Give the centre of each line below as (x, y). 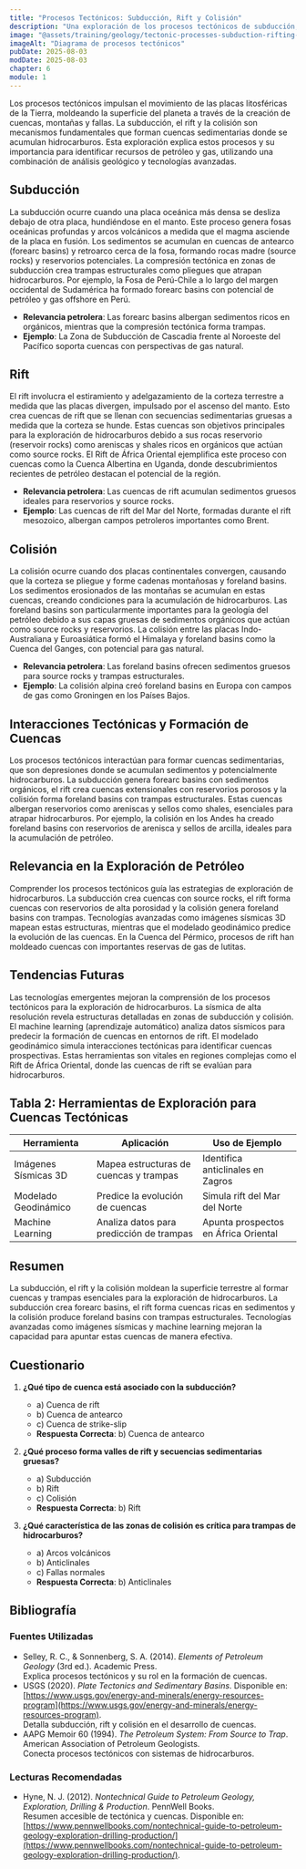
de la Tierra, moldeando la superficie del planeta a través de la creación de (150, 113)
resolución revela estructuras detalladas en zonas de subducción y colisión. (152, 1017)
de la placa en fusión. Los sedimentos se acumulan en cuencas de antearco (152, 241)
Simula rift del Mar (241, 1196)
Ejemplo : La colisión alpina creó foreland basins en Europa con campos (157, 686)
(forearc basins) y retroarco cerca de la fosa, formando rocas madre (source (153, 251)
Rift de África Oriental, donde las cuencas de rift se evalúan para (131, 1065)
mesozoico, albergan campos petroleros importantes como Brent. (146, 521)
